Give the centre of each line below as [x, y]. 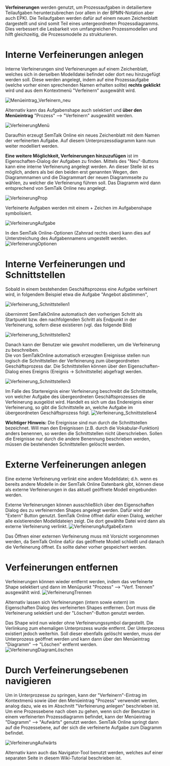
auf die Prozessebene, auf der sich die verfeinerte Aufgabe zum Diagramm [84, 727]
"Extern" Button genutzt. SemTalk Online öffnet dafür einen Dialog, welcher [84, 515]
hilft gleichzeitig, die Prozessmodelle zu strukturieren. [61, 34]
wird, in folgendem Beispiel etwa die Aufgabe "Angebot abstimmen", [77, 294]
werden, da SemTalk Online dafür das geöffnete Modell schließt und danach [85, 541]
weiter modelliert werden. [32, 146]
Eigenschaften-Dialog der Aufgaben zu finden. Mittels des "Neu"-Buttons [82, 161]
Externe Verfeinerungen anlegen [76, 465]
